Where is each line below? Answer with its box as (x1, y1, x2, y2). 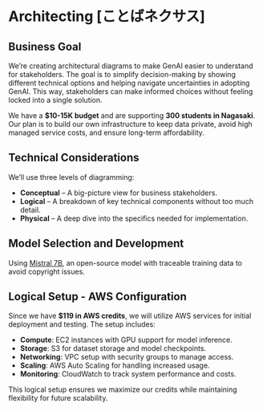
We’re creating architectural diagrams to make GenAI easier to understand (8, 61, 253, 71)
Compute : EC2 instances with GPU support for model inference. (19, 335, 233, 345)
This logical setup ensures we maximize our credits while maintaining (8, 385, 238, 394)
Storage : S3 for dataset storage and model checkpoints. (19, 344, 207, 353)
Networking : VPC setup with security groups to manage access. (19, 352, 234, 362)
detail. (19, 205, 41, 214)
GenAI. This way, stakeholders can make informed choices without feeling (8, 87, 253, 96)
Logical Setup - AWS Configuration (8, 290, 187, 303)
